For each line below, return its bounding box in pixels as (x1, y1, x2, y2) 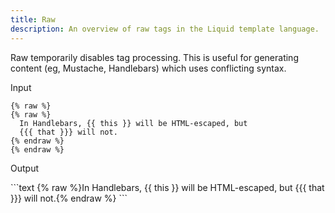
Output (10, 162, 39, 174)
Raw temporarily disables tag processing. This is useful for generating (10, 51, 299, 63)
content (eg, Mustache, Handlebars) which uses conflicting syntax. (10, 62, 287, 74)
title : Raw (10, 14, 56, 25)
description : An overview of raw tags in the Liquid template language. (10, 24, 320, 34)
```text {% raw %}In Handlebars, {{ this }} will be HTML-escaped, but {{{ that (10, 181, 325, 193)
